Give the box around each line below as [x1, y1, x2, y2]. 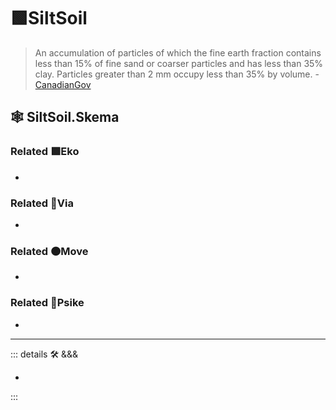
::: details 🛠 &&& [10, 348, 79, 360]
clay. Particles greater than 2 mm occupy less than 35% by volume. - [34, 68, 320, 80]
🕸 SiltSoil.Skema [10, 109, 120, 126]
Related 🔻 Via [10, 196, 74, 210]
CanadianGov [34, 78, 92, 90]
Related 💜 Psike [10, 296, 85, 310]
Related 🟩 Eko [10, 145, 80, 159]
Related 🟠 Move [10, 244, 89, 258]
